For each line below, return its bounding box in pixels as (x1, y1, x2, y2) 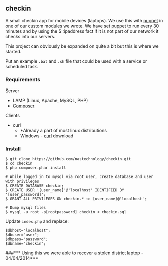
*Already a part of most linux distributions (20, 128, 107, 134)
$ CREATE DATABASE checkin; (5, 183, 64, 188)
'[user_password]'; (5, 192, 46, 197)
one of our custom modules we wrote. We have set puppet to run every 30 (5, 23, 159, 29)
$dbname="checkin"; (5, 241, 46, 246)
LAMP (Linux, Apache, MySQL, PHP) (12, 98, 88, 104)
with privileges (5, 179, 39, 184)
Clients (5, 113, 20, 119)
